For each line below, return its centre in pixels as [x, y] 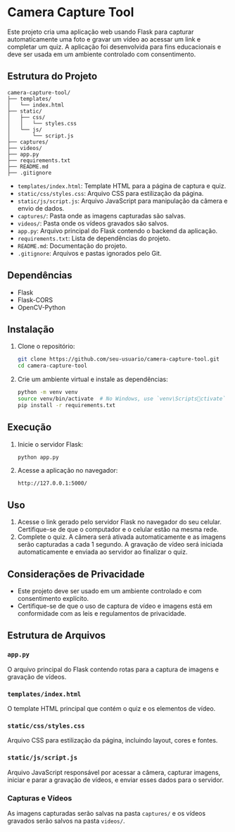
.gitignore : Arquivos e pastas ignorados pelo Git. [89, 253]
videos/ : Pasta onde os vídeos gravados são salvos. [93, 223]
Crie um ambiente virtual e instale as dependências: [93, 379]
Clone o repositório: [46, 347]
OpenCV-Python [41, 307]
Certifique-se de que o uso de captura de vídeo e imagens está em [115, 606]
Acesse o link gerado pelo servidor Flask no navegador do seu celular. [119, 522]
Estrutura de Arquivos [57, 636]
